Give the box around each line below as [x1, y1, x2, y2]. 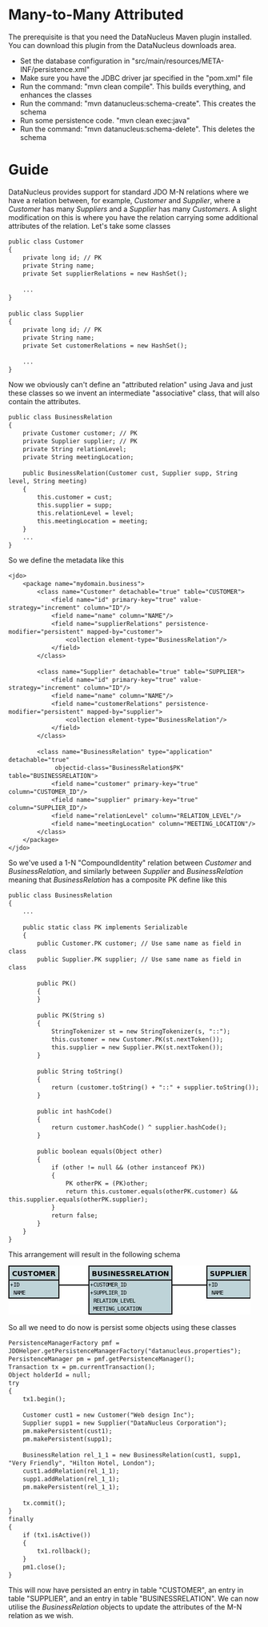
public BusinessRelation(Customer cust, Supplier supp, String [22, 469, 238, 477]
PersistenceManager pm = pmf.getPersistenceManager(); [8, 1355, 195, 1363]
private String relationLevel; [22, 445, 127, 453]
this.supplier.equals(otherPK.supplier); [8, 1195, 149, 1204]
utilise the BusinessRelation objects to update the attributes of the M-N [8, 1602, 242, 1612]
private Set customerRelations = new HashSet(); [22, 342, 188, 350]
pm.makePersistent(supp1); [22, 1435, 113, 1443]
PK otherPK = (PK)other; [65, 1179, 149, 1188]
